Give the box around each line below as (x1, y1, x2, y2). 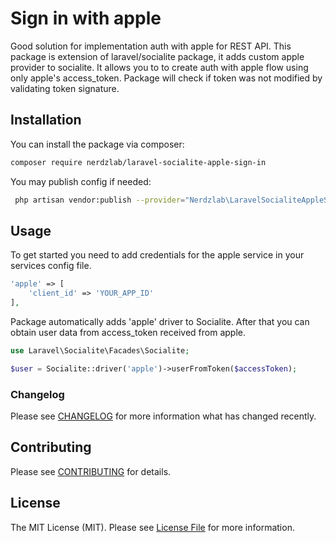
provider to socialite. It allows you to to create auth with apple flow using (10, 61, 309, 73)
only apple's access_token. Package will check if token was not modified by (10, 72, 323, 84)
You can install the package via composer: (10, 138, 185, 150)
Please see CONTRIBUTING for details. (10, 465, 172, 477)
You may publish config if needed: (10, 175, 152, 187)
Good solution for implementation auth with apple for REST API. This (10, 40, 292, 52)
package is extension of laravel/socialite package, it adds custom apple (10, 50, 305, 62)
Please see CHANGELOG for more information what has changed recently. (10, 410, 317, 422)
